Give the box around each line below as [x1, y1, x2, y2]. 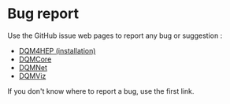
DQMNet [18, 62, 48, 72]
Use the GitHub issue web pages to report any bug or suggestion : [7, 31, 223, 40]
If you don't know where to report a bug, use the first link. [7, 86, 195, 95]
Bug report [7, 5, 80, 23]
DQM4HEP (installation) [18, 46, 96, 55]
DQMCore [18, 54, 52, 64]
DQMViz [18, 71, 46, 80]
